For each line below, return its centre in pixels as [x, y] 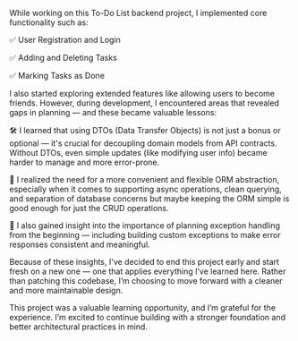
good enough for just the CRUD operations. [89, 208]
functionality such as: [49, 22]
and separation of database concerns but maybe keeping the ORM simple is [149, 199]
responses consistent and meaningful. [80, 244]
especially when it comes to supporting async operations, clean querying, [145, 189]
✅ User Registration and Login [65, 40]
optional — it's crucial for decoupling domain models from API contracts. [143, 143]
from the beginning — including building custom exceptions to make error [145, 235]
